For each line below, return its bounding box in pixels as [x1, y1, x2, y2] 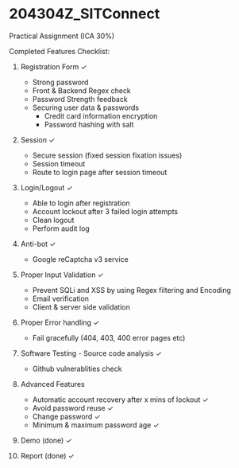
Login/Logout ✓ [20, 182, 73, 192]
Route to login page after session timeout [32, 167, 168, 177]
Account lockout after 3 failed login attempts [32, 206, 178, 216]
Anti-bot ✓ [20, 239, 56, 248]
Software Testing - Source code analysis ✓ [20, 348, 162, 358]
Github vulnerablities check [32, 364, 122, 373]
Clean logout [32, 215, 75, 224]
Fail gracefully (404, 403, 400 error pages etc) [32, 333, 186, 342]
